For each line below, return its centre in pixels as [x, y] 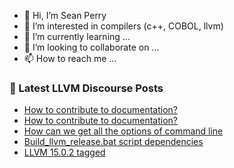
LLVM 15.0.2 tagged [64, 152]
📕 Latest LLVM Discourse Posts [86, 88]
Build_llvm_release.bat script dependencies [113, 142]
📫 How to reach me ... [70, 58]
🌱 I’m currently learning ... [77, 36]
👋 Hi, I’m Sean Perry [65, 15]
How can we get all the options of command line [123, 131]
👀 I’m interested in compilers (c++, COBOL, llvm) [123, 26]
